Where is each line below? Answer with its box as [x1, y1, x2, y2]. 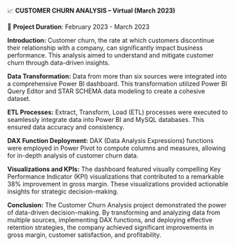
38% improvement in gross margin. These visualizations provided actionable [7, 180, 229, 188]
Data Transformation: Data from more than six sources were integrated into [7, 72, 227, 80]
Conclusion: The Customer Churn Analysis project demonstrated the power [7, 201, 227, 209]
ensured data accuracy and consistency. [7, 123, 125, 131]
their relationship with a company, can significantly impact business [7, 43, 203, 52]
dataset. [7, 95, 32, 102]
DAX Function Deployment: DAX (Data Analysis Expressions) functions [7, 137, 214, 144]
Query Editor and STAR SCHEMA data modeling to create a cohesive [7, 87, 206, 95]
